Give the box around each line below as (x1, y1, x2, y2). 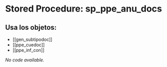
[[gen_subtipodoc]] (12, 36, 53, 42)
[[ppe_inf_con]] (12, 47, 45, 53)
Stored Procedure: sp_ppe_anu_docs (5, 3, 162, 15)
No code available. (5, 57, 44, 63)
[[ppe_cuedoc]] (12, 42, 45, 48)
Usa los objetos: (5, 23, 57, 32)
